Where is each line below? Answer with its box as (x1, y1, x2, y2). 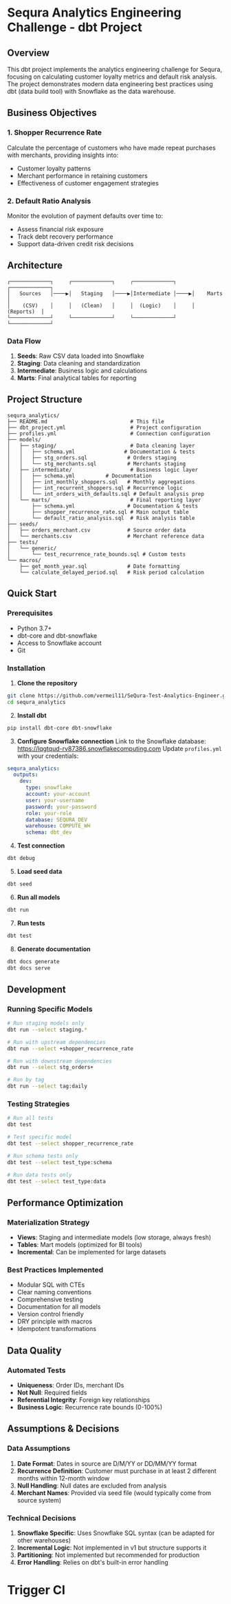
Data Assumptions (7, 1443, 71, 1453)
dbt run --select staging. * (7, 1026, 88, 1033)
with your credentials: (16, 752, 79, 760)
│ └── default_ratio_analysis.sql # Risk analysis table (7, 514, 195, 521)
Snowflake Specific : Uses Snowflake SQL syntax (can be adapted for (16, 1529, 215, 1537)
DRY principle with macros (16, 1317, 93, 1325)
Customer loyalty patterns (16, 164, 91, 172)
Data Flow (7, 336, 41, 345)
